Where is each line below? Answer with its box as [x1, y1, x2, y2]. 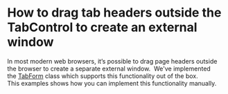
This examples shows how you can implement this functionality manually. [7, 79, 217, 87]
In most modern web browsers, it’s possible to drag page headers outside [7, 57, 218, 65]
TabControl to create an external [7, 19, 198, 35]
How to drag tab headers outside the [7, 5, 222, 21]
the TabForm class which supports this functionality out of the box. [7, 71, 199, 80]
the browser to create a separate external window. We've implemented [7, 64, 211, 73]
